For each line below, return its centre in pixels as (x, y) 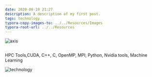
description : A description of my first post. (53, 14)
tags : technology (23, 18)
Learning (14, 60)
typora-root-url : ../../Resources (40, 27)
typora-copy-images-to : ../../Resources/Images (54, 23)
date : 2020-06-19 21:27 (29, 9)
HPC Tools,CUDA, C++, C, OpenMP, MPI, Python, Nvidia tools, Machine (76, 55)
